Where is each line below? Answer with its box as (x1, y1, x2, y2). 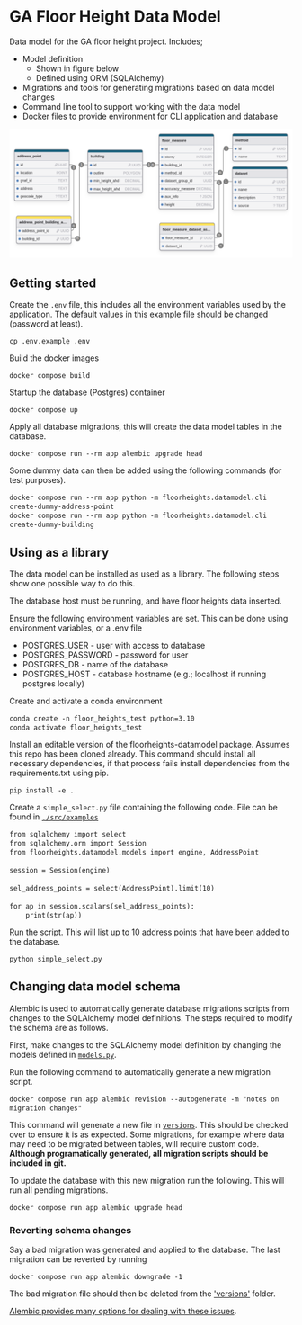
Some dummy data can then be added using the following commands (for (9, 465, 282, 476)
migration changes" (9, 1104, 83, 1113)
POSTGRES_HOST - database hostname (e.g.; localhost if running (22, 668, 267, 679)
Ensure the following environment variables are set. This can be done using (9, 613, 289, 623)
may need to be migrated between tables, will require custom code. (9, 1138, 260, 1149)
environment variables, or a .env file (9, 622, 142, 633)
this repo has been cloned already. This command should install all (9, 748, 256, 759)
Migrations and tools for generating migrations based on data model (22, 82, 275, 93)
